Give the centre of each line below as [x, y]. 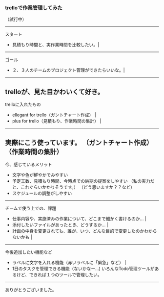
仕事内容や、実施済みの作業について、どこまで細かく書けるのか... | [79, 219]
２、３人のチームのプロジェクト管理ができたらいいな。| [69, 70]
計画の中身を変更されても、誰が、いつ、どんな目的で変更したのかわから [84, 231]
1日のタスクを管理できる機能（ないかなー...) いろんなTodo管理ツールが [83, 269]
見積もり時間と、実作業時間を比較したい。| [55, 45]
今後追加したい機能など [29, 252]
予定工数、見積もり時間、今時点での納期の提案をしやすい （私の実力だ [83, 181]
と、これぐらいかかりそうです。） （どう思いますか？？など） [73, 187]
